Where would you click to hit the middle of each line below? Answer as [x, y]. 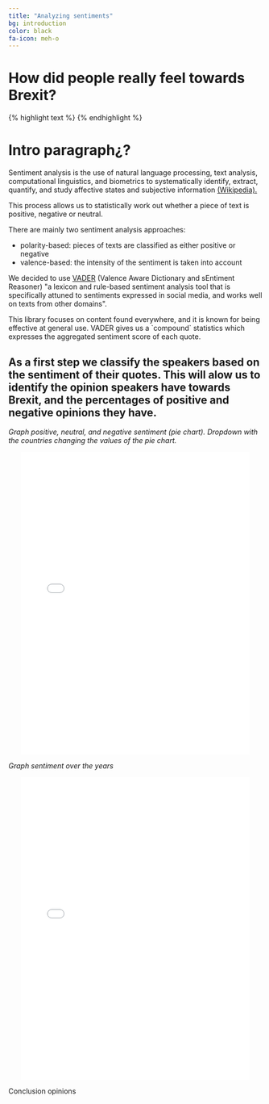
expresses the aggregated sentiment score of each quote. [105, 337]
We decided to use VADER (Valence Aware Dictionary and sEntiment [122, 278]
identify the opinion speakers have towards [120, 387]
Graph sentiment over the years [61, 765]
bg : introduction [37, 23]
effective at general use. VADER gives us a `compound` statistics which [127, 328]
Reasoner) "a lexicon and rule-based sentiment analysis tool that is [120, 286]
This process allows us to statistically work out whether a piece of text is [129, 206]
